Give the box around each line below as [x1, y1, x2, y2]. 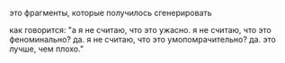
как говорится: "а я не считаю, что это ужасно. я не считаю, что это [9, 25, 272, 35]
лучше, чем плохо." [9, 43, 84, 54]
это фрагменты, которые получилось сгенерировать [9, 8, 213, 18]
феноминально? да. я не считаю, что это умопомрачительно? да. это [9, 35, 276, 44]
